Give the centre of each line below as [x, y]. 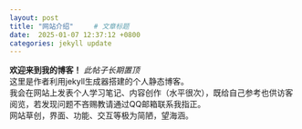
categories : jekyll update [61, 43]
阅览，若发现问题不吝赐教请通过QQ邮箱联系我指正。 [108, 104]
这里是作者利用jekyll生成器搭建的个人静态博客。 [99, 82]
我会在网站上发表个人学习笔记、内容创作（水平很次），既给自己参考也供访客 [151, 93]
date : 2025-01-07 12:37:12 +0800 [75, 35]
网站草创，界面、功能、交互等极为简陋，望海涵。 [101, 115]
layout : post [34, 18]
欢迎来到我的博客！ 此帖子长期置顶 [74, 70]
